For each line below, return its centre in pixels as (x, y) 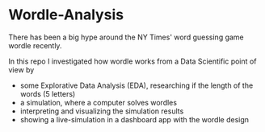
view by (21, 69)
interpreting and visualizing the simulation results (102, 111)
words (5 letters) (48, 93)
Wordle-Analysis (66, 15)
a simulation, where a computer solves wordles (99, 102)
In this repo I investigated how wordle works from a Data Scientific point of (132, 61)
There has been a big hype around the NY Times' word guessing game (126, 37)
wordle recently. (35, 45)
